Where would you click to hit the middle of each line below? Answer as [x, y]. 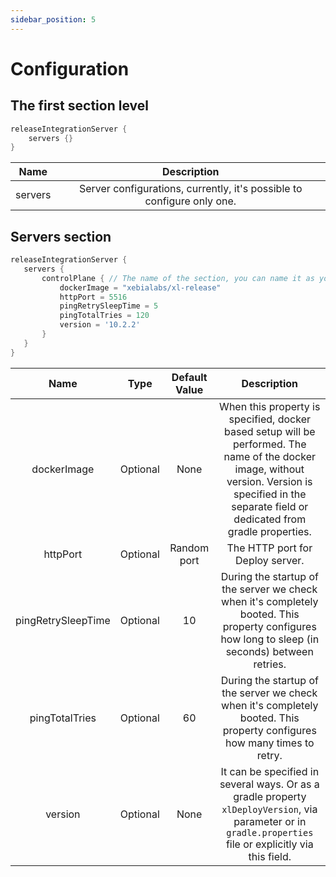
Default [189, 377]
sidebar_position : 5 [53, 19]
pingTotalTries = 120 [104, 316]
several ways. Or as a [269, 784]
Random [189, 548]
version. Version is [269, 481]
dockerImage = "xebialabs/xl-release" [140, 287]
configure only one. [190, 201]
